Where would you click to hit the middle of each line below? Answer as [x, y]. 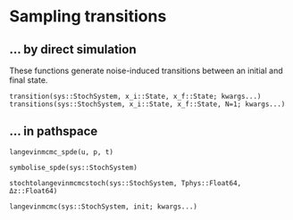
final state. [29, 80]
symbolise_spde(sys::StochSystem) [74, 167]
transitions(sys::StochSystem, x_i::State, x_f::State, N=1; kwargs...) [147, 104]
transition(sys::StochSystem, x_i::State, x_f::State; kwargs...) [135, 96]
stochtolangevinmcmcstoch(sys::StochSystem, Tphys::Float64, [126, 183]
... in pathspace [54, 131]
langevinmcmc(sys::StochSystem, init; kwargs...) [104, 207]
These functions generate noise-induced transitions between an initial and [146, 70]
